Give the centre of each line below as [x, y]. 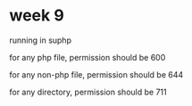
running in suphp [40, 40]
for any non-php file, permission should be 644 [96, 74]
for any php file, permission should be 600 [88, 57]
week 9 [37, 16]
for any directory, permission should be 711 [88, 92]
